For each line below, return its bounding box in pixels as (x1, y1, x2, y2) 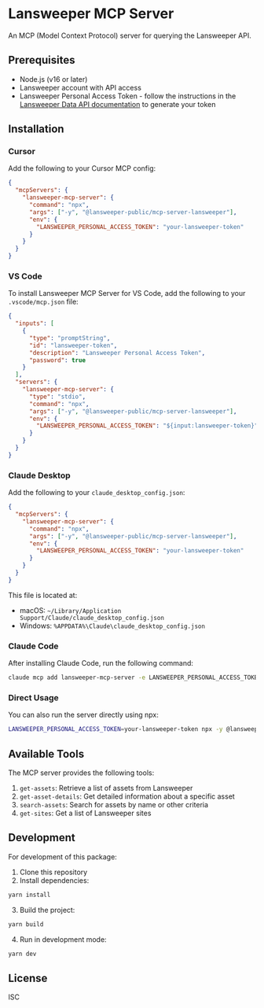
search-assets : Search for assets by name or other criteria (19, 799, 209, 809)
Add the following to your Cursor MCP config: (8, 164, 156, 173)
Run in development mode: (19, 934, 108, 944)
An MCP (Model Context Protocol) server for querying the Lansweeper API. (8, 31, 251, 40)
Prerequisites (8, 54, 75, 67)
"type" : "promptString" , (28, 334, 111, 342)
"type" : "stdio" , (28, 393, 86, 401)
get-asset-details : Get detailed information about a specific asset (19, 792, 236, 801)
